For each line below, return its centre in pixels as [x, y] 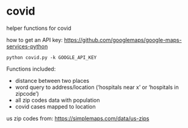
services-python [27, 46]
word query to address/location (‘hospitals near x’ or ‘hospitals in [97, 87]
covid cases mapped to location [55, 106]
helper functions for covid [39, 28]
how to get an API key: [34, 40]
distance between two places [52, 80]
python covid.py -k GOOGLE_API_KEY [52, 57]
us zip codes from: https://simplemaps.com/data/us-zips [78, 118]
